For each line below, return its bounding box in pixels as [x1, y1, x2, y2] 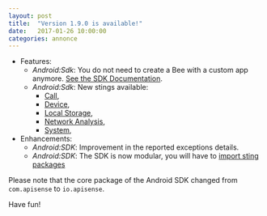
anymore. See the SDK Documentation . [32, 74, 163, 83]
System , [44, 125, 72, 135]
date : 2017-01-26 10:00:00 [8, 27, 107, 35]
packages [32, 159, 66, 170]
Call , [44, 91, 60, 101]
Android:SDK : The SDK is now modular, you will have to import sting [32, 151, 259, 161]
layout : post [8, 11, 53, 20]
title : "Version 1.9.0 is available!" [8, 19, 143, 28]
